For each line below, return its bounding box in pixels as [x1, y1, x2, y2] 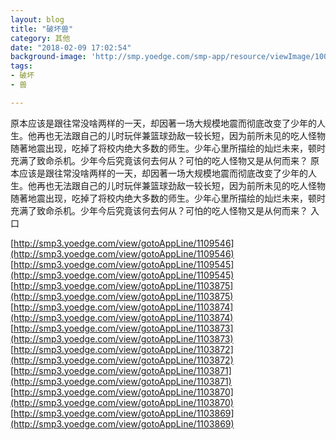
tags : [10, 61, 33, 71]
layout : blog [10, 14, 65, 25]
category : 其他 [10, 33, 71, 43]
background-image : [10, 52, 87, 62]
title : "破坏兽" [10, 24, 74, 34]
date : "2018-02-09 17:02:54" [10, 42, 132, 53]
